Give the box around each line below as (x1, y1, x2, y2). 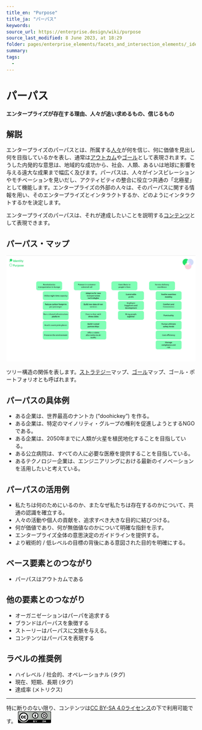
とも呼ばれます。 (37, 376, 80, 383)
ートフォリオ (6, 376, 38, 383)
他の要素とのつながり (6, 595, 85, 605)
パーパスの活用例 (6, 484, 70, 494)
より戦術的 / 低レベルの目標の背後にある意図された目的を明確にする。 (14, 539, 189, 547)
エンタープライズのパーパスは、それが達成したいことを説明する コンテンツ (6, 212, 191, 219)
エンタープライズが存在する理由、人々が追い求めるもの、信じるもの (6, 110, 174, 117)
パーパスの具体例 (6, 395, 70, 405)
